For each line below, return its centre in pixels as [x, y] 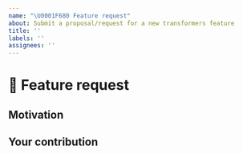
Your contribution [53, 142]
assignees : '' [32, 46]
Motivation [36, 114]
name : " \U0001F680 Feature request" [69, 16]
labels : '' [26, 38]
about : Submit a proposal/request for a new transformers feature [121, 23]
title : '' [25, 30]
